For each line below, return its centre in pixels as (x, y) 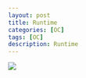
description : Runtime (43, 44)
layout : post (29, 15)
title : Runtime (33, 23)
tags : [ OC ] (26, 37)
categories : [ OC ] (36, 30)
